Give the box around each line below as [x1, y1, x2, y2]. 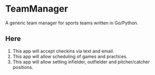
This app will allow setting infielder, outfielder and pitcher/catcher [12, 59, 150, 65]
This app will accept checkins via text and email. [12, 48, 114, 54]
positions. [12, 64, 34, 70]
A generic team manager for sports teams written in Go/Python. [5, 20, 139, 26]
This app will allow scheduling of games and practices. [12, 53, 128, 59]
